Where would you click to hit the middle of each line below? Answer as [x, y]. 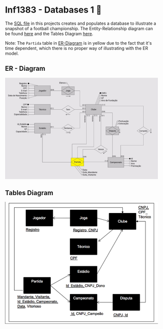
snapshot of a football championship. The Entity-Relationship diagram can [79, 28]
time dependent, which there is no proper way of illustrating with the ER [77, 48]
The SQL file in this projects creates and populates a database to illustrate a [81, 23]
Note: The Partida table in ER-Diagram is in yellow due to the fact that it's [78, 43]
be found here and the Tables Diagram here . [49, 33]
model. [12, 53]
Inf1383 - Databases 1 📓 [53, 10]
